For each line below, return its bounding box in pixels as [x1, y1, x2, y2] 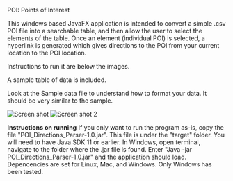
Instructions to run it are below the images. [7, 62, 130, 70]
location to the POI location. [7, 49, 87, 57]
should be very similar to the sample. [7, 96, 113, 105]
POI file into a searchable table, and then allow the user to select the [7, 27, 203, 35]
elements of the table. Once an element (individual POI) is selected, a [7, 34, 205, 42]
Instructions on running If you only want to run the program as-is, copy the [7, 123, 224, 131]
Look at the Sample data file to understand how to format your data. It [7, 89, 207, 97]
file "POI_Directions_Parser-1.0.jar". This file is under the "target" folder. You [7, 131, 225, 139]
